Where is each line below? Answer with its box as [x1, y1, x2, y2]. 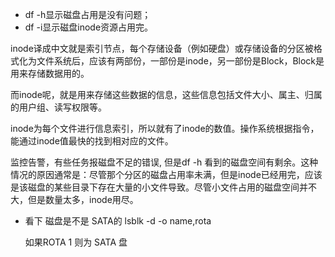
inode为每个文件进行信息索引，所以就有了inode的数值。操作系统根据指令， [10, 123, 320, 134]
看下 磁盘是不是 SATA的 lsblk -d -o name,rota [24, 215, 212, 227]
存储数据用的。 [27, 68, 90, 79]
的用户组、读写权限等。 [10, 101, 107, 113]
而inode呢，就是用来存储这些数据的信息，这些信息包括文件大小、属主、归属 [10, 89, 323, 100]
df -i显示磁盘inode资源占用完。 [24, 21, 154, 33]
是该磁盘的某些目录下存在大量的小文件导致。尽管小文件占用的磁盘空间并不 [10, 181, 317, 193]
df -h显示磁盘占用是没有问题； [24, 9, 152, 20]
